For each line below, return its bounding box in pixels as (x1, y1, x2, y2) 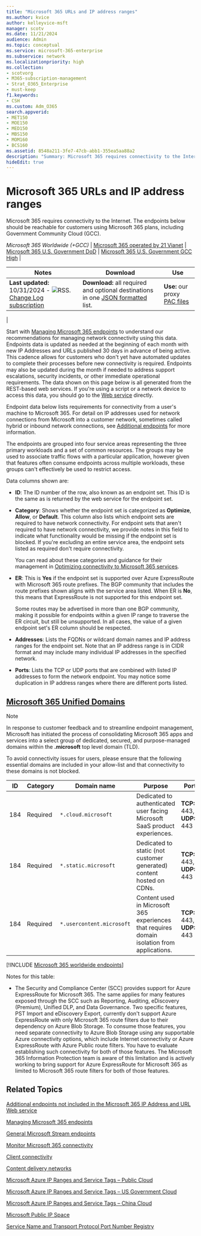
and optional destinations (83, 286, 154, 294)
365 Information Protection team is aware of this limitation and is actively (14, 1055, 195, 1061)
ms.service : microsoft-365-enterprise (6, 48, 103, 54)
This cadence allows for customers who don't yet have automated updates (6, 354, 191, 361)
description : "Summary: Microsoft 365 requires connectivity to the (6, 153, 181, 159)
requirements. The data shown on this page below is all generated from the (6, 379, 191, 386)
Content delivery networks (6, 1165, 72, 1172)
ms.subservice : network (6, 53, 66, 59)
